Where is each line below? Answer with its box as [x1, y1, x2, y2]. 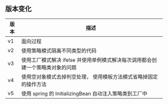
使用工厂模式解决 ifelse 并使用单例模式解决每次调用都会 [21, 56, 152, 63]
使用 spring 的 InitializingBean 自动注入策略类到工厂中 [21, 90, 147, 97]
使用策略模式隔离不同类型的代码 [21, 47, 96, 54]
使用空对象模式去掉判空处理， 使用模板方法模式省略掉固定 [21, 73, 158, 80]
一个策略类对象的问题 [26, 64, 76, 71]
